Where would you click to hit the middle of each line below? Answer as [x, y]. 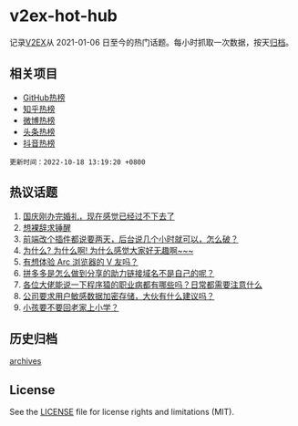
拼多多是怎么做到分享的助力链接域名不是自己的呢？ [118, 273]
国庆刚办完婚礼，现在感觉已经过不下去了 [98, 216]
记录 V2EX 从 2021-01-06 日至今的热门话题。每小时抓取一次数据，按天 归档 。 [152, 42]
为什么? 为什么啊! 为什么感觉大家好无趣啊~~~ [108, 250]
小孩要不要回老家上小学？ [71, 307]
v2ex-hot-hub [64, 16]
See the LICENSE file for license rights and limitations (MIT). [122, 412]
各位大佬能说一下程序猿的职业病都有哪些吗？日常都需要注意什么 [142, 285]
